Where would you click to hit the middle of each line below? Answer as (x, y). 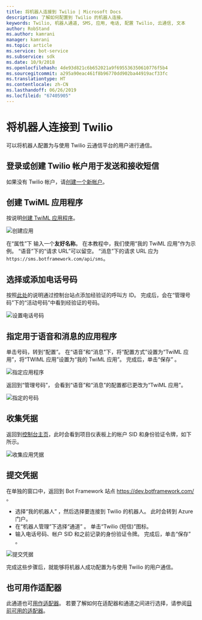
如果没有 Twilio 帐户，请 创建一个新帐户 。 (57, 182)
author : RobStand (28, 29)
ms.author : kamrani (31, 34)
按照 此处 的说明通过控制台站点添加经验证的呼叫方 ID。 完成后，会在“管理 (96, 295)
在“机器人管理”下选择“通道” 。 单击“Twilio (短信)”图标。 (83, 526)
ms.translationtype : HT (36, 79)
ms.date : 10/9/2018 (31, 62)
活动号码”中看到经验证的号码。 (65, 303)
